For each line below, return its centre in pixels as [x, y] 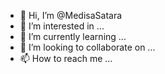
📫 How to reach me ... [66, 58]
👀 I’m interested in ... [62, 26]
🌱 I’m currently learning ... [73, 36]
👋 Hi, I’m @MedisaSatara [71, 15]
